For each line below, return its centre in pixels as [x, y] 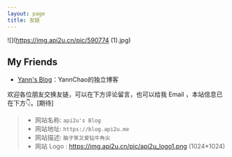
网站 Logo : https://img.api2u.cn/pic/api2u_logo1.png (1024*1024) [130, 147]
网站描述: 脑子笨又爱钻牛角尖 [73, 137]
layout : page [26, 14]
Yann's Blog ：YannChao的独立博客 [68, 80]
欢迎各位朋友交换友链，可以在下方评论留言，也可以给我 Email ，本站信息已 [115, 94]
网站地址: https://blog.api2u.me [82, 129]
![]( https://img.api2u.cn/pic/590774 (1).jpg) [69, 40]
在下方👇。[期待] [30, 103]
